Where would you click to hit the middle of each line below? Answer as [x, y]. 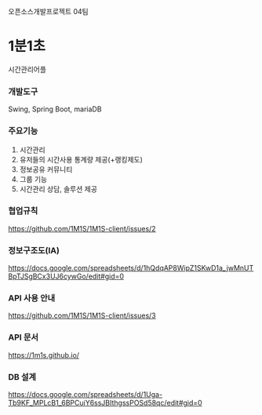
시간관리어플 [27, 69]
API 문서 [24, 337]
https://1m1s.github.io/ [44, 355]
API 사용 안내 [32, 298]
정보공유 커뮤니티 [46, 169]
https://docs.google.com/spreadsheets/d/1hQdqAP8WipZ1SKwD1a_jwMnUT [131, 268]
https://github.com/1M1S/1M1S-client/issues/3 [82, 315]
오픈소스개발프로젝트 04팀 [48, 11]
